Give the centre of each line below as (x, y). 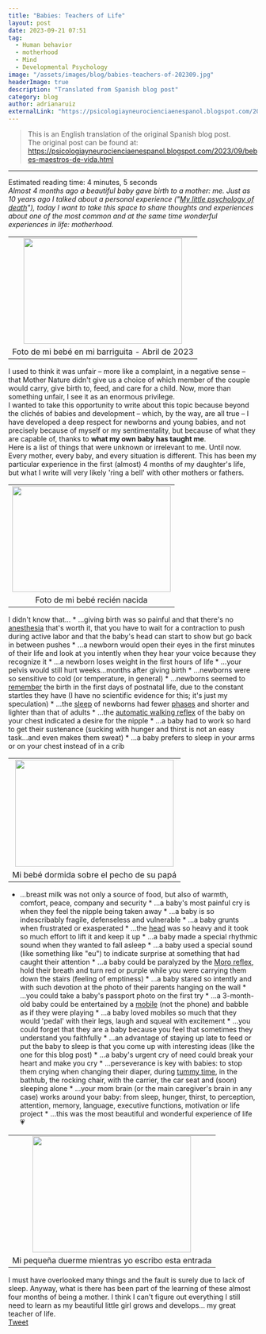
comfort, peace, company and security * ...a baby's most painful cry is (135, 903)
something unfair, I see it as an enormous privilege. (92, 397)
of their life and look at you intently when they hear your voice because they (132, 653)
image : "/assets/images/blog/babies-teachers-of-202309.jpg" (111, 75)
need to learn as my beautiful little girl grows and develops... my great (122, 1305)
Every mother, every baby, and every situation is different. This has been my (133, 456)
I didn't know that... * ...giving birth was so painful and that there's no (121, 619)
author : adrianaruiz (42, 104)
